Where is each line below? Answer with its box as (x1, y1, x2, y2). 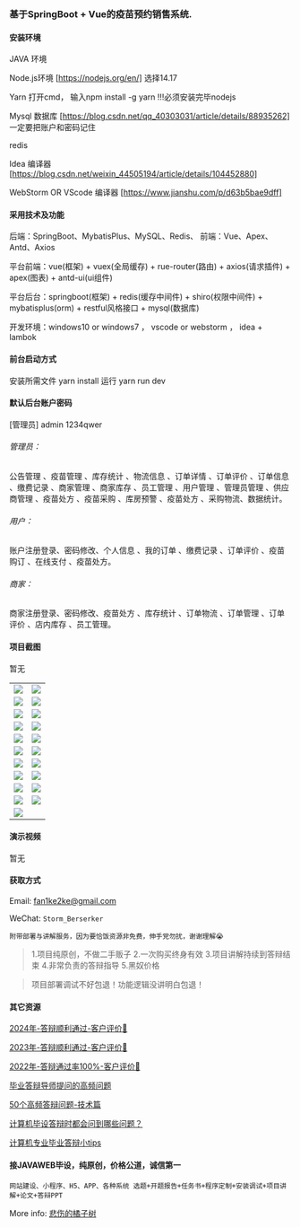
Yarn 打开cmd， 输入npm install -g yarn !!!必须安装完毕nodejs (9, 92, 236, 102)
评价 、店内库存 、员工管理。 (9, 619, 116, 630)
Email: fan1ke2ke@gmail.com (9, 895, 116, 906)
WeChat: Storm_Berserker (9, 913, 104, 924)
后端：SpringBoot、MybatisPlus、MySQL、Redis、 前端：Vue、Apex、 (9, 231, 273, 241)
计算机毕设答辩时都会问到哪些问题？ (9, 1118, 143, 1129)
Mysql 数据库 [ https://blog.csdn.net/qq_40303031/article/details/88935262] (9, 110, 290, 122)
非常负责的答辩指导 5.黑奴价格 (48, 960, 160, 970)
